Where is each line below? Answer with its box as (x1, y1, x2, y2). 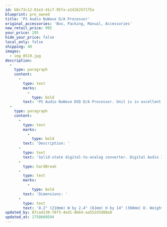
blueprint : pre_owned (5, 12, 50, 17)
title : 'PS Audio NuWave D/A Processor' (5, 16, 90, 21)
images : (5, 49, 21, 54)
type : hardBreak (23, 164, 57, 169)
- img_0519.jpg (9, 53, 41, 58)
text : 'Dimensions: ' (23, 191, 68, 196)
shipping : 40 (5, 44, 32, 49)
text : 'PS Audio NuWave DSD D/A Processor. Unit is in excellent (23, 100, 162, 105)
